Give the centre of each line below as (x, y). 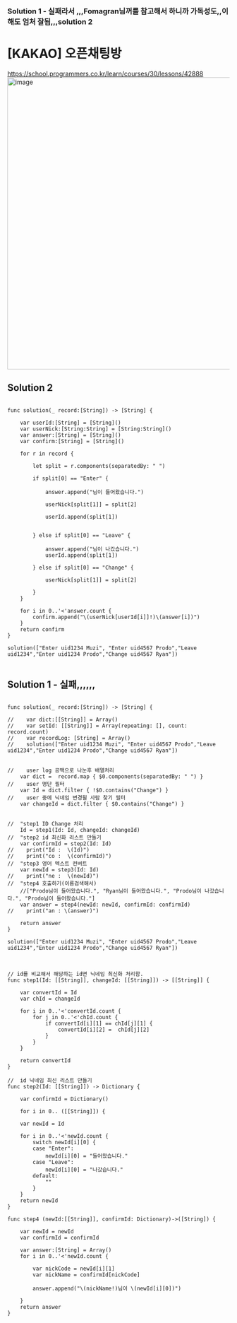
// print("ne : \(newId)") (53, 876)
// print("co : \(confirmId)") (60, 857)
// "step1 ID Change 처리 (45, 824)
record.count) (28, 732)
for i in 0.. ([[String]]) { (63, 1112)
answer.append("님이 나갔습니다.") (92, 549)
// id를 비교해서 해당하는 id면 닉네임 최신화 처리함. (75, 974)
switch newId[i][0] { (65, 1143)
